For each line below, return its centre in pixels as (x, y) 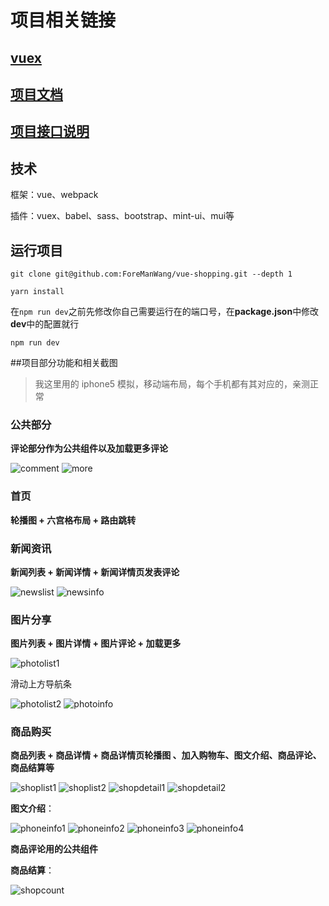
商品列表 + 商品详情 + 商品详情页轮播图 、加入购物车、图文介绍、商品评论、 (166, 755)
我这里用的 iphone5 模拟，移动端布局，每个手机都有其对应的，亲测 (172, 383)
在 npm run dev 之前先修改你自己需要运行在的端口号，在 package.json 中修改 (165, 311)
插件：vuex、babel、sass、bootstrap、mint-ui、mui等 (122, 216)
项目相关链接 (63, 20)
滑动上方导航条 (41, 684)
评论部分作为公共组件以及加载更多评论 (89, 448)
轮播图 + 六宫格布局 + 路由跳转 (73, 520)
